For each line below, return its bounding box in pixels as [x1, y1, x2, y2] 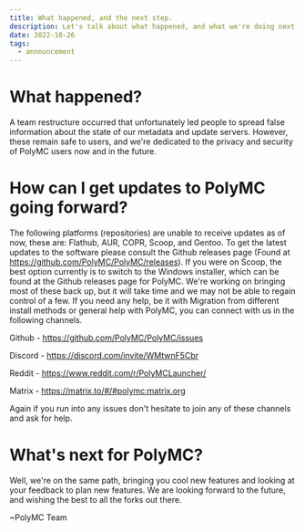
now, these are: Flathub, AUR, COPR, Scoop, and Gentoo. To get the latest [9, 237, 287, 247]
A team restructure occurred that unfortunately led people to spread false [9, 117, 285, 128]
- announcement [17, 47, 76, 57]
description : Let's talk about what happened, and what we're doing [9, 22, 275, 31]
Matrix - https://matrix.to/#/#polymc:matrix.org [9, 385, 186, 396]
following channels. [9, 315, 83, 325]
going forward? [9, 197, 128, 218]
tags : [9, 38, 30, 48]
